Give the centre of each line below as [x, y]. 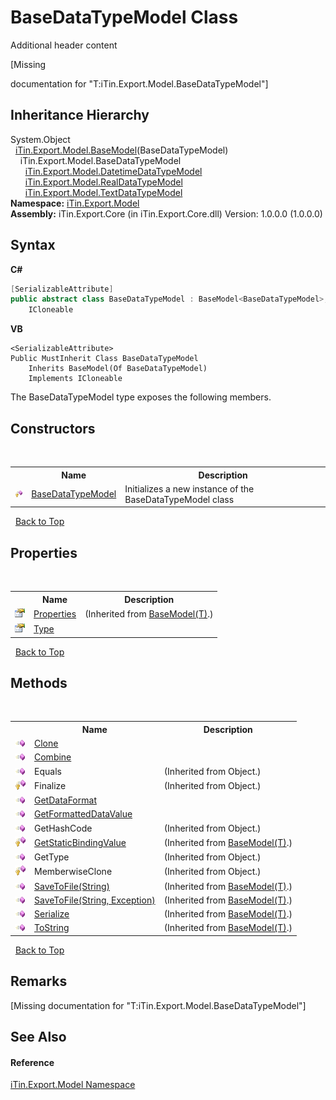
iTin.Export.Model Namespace [73, 1085]
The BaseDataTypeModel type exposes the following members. [141, 397]
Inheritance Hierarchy [80, 115]
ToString [52, 928]
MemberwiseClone [73, 872]
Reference [32, 1062]
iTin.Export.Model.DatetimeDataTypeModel [113, 171]
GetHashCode [63, 828]
